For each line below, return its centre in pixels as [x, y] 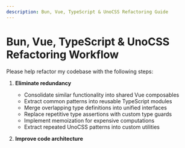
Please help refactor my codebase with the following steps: [80, 71]
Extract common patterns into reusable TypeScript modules [98, 101]
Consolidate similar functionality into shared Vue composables [102, 95]
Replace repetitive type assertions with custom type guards [98, 114]
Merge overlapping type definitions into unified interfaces [96, 108]
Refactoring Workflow [63, 54]
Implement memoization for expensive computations [89, 120]
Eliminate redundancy [43, 83]
